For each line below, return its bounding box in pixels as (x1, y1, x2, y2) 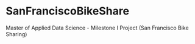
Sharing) (5, 30, 27, 37)
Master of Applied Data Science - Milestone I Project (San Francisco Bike (5, 24, 190, 31)
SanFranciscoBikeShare (5, 4, 129, 18)
